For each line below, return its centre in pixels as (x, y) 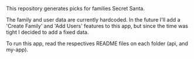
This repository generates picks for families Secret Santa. (75, 8)
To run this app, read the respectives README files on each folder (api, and (97, 44)
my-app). (17, 50)
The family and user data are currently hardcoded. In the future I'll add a (93, 20)
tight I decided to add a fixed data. (47, 32)
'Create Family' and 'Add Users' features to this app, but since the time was (97, 26)
